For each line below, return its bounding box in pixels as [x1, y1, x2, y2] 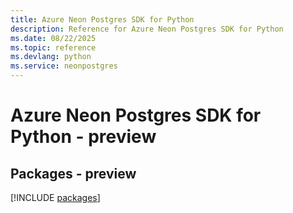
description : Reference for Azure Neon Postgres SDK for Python [10, 24, 284, 34]
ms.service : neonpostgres [10, 61, 118, 71]
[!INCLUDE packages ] [10, 192, 101, 203]
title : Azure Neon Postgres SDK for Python [10, 14, 195, 25]
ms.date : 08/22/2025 [10, 33, 97, 43]
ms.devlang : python [10, 52, 92, 62]
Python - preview [10, 126, 157, 148]
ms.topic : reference [10, 42, 97, 53]
